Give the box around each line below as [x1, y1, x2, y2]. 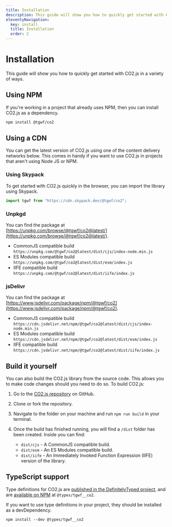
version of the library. [20, 458, 66, 464]
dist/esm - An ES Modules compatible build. [20, 447, 114, 453]
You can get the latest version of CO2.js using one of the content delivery [6, 147, 160, 154]
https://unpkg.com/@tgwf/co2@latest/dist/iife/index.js [13, 271, 135, 276]
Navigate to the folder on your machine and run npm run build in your [13, 411, 160, 417]
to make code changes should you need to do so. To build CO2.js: [6, 381, 144, 387]
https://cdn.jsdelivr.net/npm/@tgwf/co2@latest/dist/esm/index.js [13, 337, 158, 342]
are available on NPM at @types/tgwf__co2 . [6, 492, 95, 498]
